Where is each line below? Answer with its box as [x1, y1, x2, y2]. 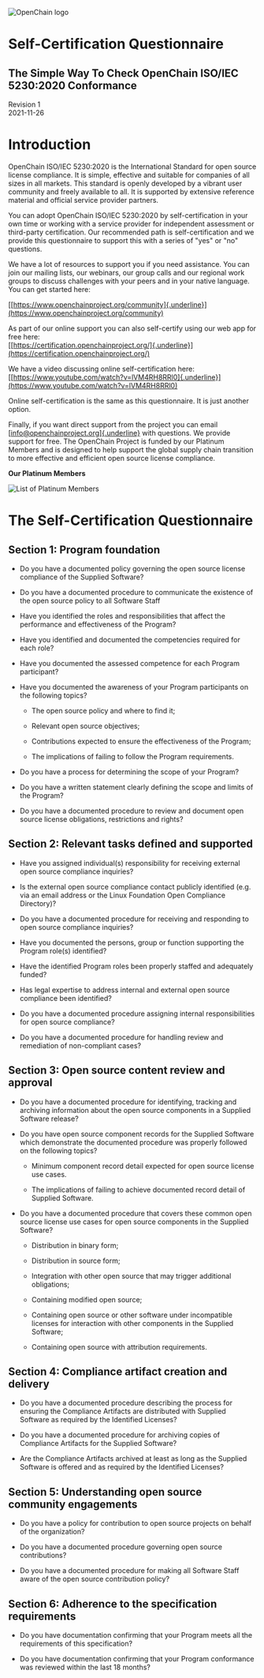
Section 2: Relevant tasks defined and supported [8, 837, 254, 851]
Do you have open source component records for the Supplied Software [19, 1129, 255, 1138]
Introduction [8, 136, 91, 154]
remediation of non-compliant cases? [19, 1040, 142, 1050]
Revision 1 [8, 99, 41, 109]
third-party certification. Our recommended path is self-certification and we [8, 227, 255, 237]
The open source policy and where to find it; [31, 706, 176, 715]
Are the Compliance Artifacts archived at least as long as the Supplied [19, 1454, 247, 1463]
